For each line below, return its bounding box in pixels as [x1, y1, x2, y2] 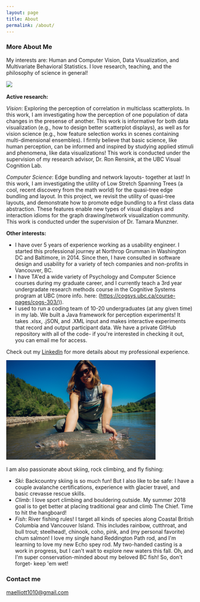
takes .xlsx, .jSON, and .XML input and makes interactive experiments [14, 317, 186, 324]
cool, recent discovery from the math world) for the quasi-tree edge [6, 186, 173, 193]
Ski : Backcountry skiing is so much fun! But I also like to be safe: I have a [14, 478, 194, 485]
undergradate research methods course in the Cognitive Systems [14, 285, 176, 293]
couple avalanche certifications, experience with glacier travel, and [14, 484, 180, 491]
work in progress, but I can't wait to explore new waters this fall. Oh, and [14, 548, 193, 555]
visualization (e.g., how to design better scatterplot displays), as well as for [6, 123, 190, 131]
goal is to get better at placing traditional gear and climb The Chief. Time [14, 503, 193, 510]
